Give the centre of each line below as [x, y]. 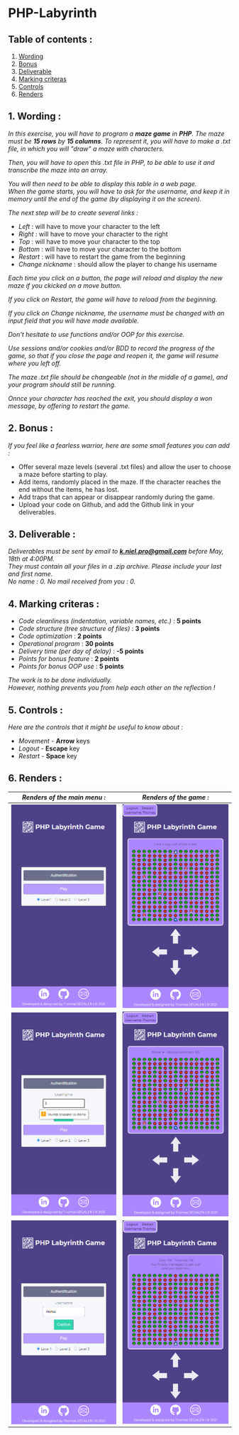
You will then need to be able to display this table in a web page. [102, 183]
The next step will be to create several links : [73, 213]
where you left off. [35, 363]
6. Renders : [35, 779]
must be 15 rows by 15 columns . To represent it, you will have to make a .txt [119, 141]
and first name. [30, 574]
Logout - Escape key [49, 748]
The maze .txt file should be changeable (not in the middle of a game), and [118, 377]
